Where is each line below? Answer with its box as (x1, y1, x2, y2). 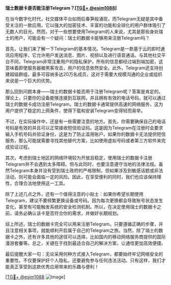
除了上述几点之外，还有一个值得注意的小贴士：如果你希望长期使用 (5, 191, 144, 197)
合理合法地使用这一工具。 (14, 180, 68, 186)
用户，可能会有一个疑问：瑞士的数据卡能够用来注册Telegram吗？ (14, 35, 150, 41)
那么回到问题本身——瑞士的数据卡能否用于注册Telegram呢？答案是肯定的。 (5, 89, 163, 94)
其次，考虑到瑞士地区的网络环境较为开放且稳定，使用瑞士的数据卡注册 (5, 155, 153, 161)
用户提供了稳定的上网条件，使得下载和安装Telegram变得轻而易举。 (5, 108, 146, 114)
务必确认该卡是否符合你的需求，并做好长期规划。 (18, 210, 121, 216)
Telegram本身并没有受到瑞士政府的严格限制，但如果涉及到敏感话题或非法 (9, 168, 163, 173)
